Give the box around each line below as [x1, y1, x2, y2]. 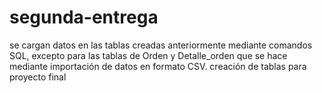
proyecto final [9, 71, 67, 83]
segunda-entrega [9, 6, 159, 29]
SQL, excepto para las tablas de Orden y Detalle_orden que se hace [9, 49, 288, 61]
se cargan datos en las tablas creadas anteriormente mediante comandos [9, 39, 313, 51]
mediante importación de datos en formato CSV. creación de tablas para [9, 60, 307, 72]
